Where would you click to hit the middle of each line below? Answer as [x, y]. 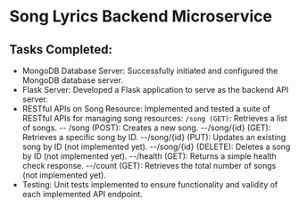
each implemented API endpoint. [82, 194]
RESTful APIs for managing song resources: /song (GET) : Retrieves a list [155, 118]
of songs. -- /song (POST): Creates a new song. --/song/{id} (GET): [146, 128]
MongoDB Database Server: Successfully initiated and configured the [150, 71]
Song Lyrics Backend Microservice [141, 17]
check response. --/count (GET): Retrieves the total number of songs [149, 166]
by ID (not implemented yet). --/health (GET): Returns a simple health [149, 156]
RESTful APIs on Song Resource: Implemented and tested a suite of [146, 108]
